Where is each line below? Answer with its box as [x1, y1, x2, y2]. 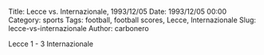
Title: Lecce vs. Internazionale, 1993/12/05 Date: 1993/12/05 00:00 [8, 7, 227, 16]
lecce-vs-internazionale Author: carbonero [8, 24, 149, 33]
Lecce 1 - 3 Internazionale [8, 39, 94, 49]
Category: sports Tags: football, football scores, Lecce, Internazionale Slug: [8, 15, 257, 25]
